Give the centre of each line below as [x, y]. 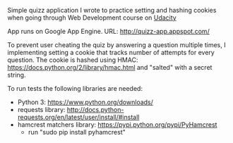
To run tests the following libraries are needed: [75, 88]
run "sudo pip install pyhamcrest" [77, 132]
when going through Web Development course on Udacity [92, 18]
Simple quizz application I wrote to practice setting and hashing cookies [112, 10]
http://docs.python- [95, 110]
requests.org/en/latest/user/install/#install [78, 117]
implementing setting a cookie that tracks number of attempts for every [111, 52]
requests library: [41, 110]
